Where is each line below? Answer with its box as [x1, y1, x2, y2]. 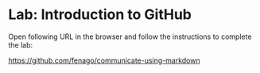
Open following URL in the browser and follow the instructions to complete [8, 32, 252, 41]
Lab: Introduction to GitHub [8, 6, 192, 24]
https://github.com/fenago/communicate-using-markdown [8, 56, 200, 65]
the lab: [8, 40, 33, 49]
